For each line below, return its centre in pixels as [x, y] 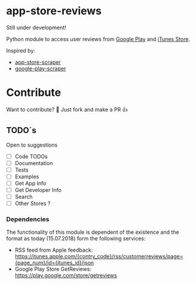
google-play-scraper [40, 68]
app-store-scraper [38, 62]
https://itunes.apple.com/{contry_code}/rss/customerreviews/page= [99, 256]
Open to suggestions [32, 145]
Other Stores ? [33, 203]
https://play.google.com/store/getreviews [66, 275]
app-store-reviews [54, 11]
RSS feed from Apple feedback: [54, 250]
